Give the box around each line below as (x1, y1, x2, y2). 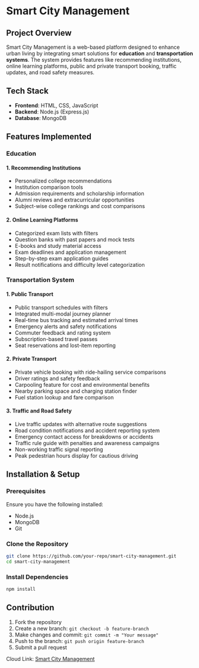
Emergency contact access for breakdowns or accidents (14, 433, 153, 440)
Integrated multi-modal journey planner (14, 310, 111, 317)
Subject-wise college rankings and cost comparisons (14, 203, 146, 210)
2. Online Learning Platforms (6, 216, 78, 223)
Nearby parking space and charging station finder (14, 387, 137, 395)
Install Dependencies (6, 572, 69, 581)
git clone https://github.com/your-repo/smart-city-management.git (6, 553, 177, 559)
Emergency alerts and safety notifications (14, 323, 117, 330)
